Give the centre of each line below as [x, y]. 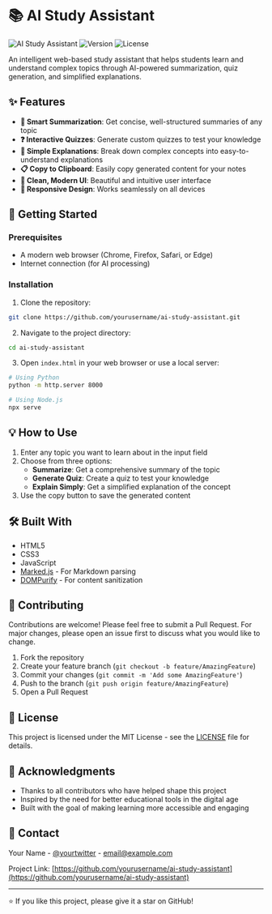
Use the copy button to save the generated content [105, 495]
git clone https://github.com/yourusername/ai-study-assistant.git [125, 317]
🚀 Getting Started [53, 214]
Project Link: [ [32, 869]
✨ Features [37, 102]
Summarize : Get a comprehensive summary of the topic [126, 469]
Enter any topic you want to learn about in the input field [114, 452]
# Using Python [34, 378]
